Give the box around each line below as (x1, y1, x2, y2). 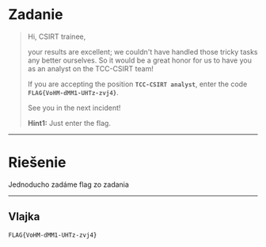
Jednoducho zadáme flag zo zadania (8, 180, 129, 189)
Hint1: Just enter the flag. (27, 118, 111, 127)
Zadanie (8, 6, 63, 24)
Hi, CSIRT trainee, (27, 32, 86, 41)
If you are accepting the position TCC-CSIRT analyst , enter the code (27, 79, 248, 89)
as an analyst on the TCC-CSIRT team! (27, 63, 154, 73)
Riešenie (8, 154, 66, 172)
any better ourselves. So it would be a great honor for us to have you (27, 55, 252, 65)
